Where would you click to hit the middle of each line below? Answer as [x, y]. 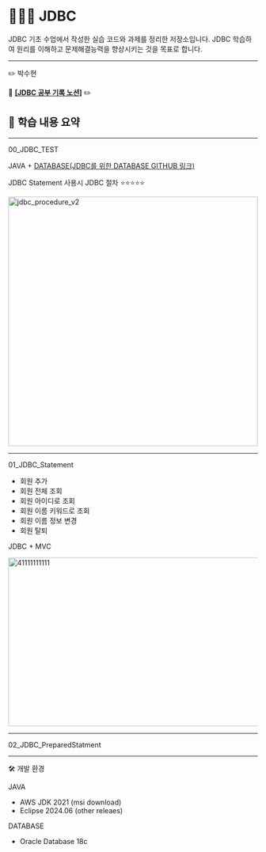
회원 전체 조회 [41, 491]
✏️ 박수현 [23, 73]
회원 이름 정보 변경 [48, 520]
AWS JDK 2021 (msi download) [70, 802]
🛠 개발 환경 [27, 768]
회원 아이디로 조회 [47, 500]
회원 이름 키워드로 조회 [55, 511]
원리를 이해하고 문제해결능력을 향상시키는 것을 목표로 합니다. [110, 49]
